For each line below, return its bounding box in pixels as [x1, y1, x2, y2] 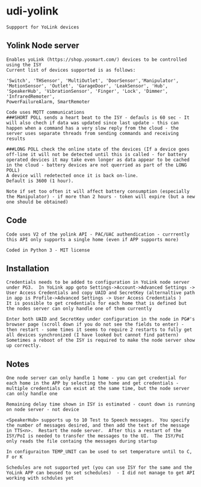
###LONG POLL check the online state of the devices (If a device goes [6, 146, 190, 152]
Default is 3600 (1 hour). [6, 178, 74, 184]
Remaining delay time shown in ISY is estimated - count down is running [6, 401, 196, 407]
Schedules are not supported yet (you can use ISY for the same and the [6, 465, 193, 471]
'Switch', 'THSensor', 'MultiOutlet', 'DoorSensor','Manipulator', [6, 77, 179, 84]
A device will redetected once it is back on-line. [6, 172, 138, 178]
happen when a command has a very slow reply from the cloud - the [6, 125, 179, 131]
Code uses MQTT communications [6, 109, 85, 115]
